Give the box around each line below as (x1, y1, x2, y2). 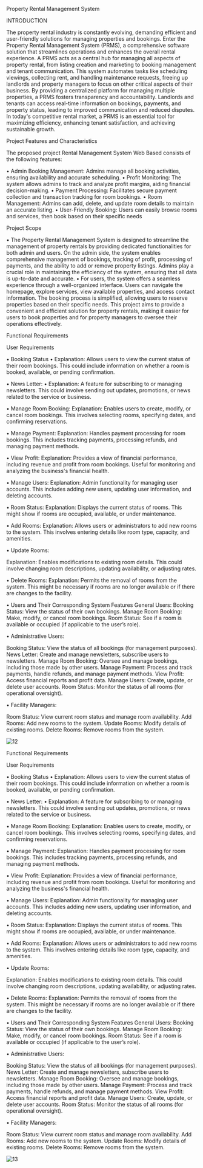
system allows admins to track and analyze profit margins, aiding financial (6, 181, 191, 187)
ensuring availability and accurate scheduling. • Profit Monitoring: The (6, 174, 182, 181)
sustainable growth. (6, 126, 56, 133)
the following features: (6, 156, 62, 163)
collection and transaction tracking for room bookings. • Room (6, 193, 162, 200)
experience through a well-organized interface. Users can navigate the (6, 282, 183, 288)
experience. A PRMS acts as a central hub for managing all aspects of (6, 55, 181, 61)
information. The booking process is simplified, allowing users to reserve (6, 294, 188, 302)
